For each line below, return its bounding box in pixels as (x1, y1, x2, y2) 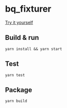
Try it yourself (5, 19, 33, 25)
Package (5, 86, 33, 94)
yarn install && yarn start (5, 46, 63, 52)
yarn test (5, 72, 25, 77)
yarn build (5, 99, 27, 104)
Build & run (5, 34, 39, 42)
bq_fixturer (5, 3, 51, 15)
